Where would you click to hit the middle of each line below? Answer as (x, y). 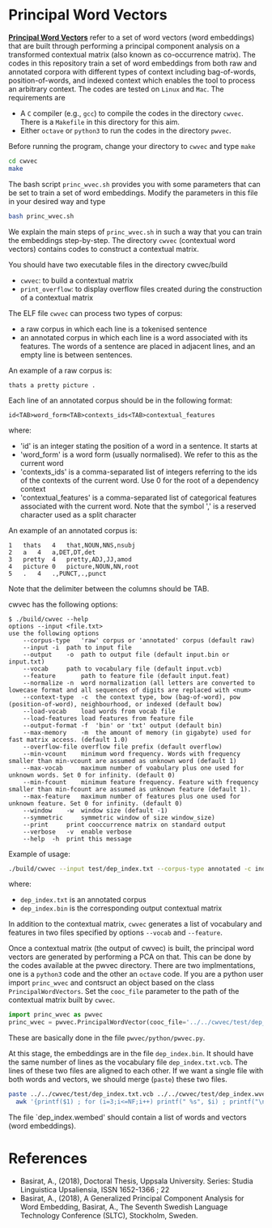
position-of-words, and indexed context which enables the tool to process (132, 80)
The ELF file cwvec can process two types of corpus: (96, 313)
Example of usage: (40, 854)
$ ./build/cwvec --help (49, 619)
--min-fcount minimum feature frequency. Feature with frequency (141, 782)
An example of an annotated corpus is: (73, 530)
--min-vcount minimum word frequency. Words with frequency (132, 754)
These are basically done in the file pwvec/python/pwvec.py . (107, 1038)
